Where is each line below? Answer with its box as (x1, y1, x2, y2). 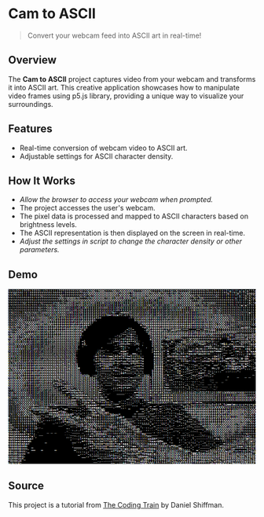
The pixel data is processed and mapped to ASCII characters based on (19, 211, 249, 221)
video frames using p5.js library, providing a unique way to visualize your (8, 91, 244, 101)
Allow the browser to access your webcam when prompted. (19, 195, 214, 204)
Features (8, 123, 53, 136)
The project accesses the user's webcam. (19, 203, 156, 213)
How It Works (8, 174, 76, 187)
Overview (8, 53, 57, 67)
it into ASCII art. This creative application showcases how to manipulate (8, 82, 240, 92)
